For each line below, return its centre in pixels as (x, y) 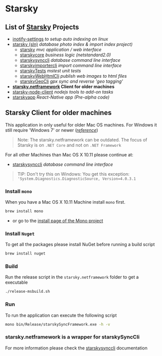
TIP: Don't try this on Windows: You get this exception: (73, 174)
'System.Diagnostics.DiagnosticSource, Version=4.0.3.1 (77, 179)
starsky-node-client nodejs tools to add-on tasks (63, 92)
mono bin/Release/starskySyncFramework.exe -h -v (58, 324)
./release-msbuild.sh (28, 292)
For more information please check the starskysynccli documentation (77, 348)
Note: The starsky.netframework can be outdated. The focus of (82, 139)
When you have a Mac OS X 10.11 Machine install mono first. (65, 202)
